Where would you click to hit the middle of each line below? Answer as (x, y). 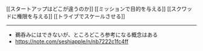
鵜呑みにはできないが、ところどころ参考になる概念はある (86, 34)
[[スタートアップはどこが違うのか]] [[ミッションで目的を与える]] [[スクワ (97, 9)
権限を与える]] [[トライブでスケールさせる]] (71, 16)
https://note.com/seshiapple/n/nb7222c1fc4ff (72, 41)
